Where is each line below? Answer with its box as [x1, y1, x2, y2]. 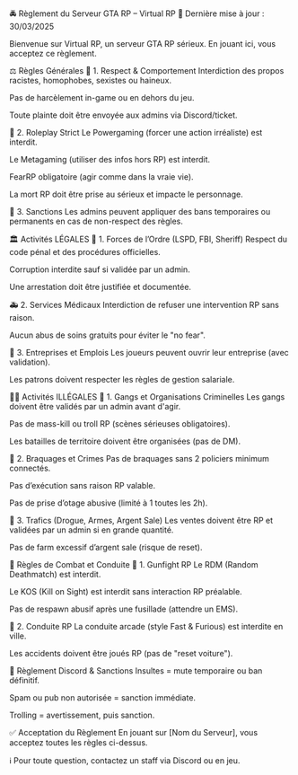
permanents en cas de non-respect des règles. [9, 216, 184, 226]
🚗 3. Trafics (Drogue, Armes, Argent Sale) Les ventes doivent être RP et [9, 515, 274, 525]
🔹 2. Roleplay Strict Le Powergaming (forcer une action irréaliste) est [9, 128, 263, 137]
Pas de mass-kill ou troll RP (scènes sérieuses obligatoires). [9, 418, 231, 429]
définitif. [9, 675, 40, 685]
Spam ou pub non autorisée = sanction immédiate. [9, 692, 196, 703]
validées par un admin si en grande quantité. [9, 524, 174, 535]
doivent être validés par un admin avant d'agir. [9, 401, 181, 411]
